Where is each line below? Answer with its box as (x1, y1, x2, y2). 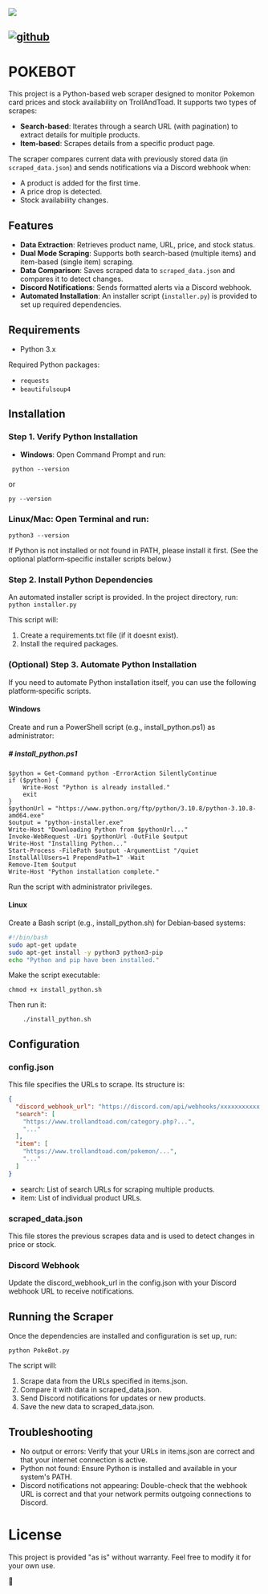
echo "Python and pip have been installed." (8, 956, 160, 964)
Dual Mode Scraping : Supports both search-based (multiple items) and (19, 249, 257, 259)
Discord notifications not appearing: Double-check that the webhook (19, 1480, 248, 1490)
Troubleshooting (8, 1425, 94, 1439)
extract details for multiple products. (19, 130, 140, 140)
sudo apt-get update (8, 940, 78, 949)
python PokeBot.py (8, 1347, 70, 1355)
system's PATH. (19, 1472, 72, 1482)
